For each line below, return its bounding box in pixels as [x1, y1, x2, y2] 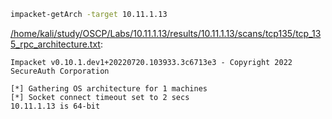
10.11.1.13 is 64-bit [10, 101, 101, 111]
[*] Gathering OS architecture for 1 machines [10, 83, 208, 94]
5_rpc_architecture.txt [10, 38, 101, 50]
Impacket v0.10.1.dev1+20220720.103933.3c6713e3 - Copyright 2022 [10, 57, 293, 67]
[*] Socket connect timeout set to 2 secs [10, 92, 190, 102]
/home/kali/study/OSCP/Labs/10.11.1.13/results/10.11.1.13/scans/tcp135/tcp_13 [10, 27, 322, 39]
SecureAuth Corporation [10, 66, 110, 76]
